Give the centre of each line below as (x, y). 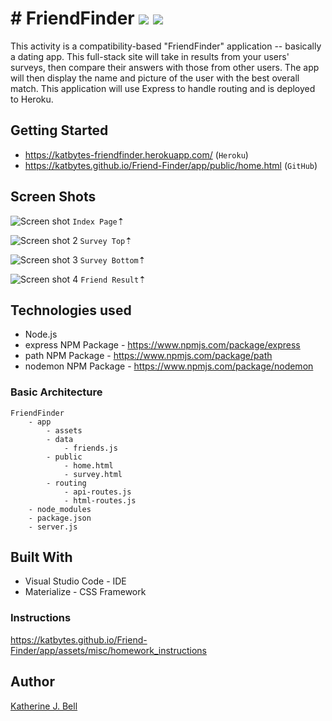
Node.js (41, 334)
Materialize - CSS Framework (85, 592)
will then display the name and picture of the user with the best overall (155, 78)
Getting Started (59, 130)
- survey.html (93, 474)
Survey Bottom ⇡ (113, 259)
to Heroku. (32, 99)
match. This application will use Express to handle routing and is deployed (163, 88)
